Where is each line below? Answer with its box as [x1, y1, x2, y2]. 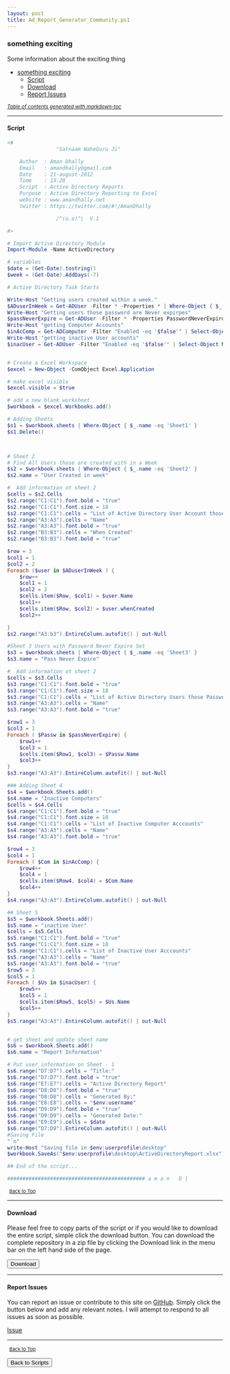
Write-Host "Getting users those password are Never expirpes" [7, 309, 192, 316]
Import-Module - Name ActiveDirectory [7, 247, 115, 253]
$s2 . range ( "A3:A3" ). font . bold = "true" [7, 523, 121, 529]
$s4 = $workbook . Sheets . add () [7, 788, 94, 795]
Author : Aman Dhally [19, 158, 84, 165]
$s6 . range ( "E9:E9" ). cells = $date [7, 1119, 106, 1125]
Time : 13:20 [19, 177, 66, 184]
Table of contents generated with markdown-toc [7, 103, 122, 110]
